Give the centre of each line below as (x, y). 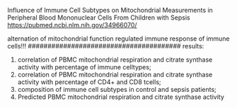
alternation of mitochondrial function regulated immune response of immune (118, 39)
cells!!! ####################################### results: (106, 46)
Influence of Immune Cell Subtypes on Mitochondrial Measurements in (110, 10)
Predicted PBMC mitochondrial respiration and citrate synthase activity (121, 97)
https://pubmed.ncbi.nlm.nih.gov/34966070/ (72, 25)
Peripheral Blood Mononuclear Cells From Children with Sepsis (99, 18)
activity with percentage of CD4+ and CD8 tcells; (89, 82)
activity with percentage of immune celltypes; (84, 67)
